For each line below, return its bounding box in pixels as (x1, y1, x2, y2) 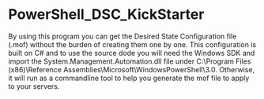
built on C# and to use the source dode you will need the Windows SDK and (8, 48, 255, 57)
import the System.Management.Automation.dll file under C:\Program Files (8, 57, 251, 66)
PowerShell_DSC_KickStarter (8, 5, 205, 24)
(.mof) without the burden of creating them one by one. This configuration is (8, 39, 257, 49)
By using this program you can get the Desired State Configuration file (8, 31, 237, 41)
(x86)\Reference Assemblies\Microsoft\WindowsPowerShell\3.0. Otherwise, (8, 64, 255, 74)
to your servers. (8, 81, 60, 91)
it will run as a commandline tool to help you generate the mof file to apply (8, 73, 250, 82)
